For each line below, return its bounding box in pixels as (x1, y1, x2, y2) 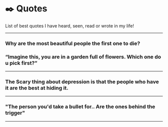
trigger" (5, 110, 25, 117)
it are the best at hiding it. (5, 85, 68, 92)
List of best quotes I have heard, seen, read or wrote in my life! (5, 22, 134, 29)
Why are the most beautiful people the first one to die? (5, 40, 140, 47)
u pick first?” (5, 59, 37, 66)
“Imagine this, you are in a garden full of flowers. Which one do (5, 53, 161, 60)
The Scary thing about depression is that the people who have (5, 78, 159, 85)
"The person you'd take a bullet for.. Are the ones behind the (5, 103, 155, 110)
